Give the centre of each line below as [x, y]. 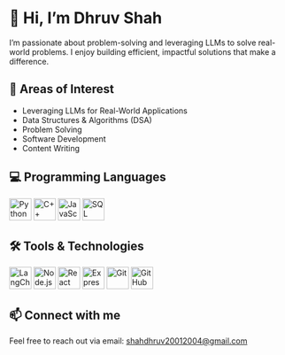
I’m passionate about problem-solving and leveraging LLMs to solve [133, 42]
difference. [29, 61]
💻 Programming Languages [88, 177]
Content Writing [51, 148]
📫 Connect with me [65, 315]
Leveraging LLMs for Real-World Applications [105, 111]
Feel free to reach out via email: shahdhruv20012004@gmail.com [128, 341]
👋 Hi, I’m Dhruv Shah [85, 18]
